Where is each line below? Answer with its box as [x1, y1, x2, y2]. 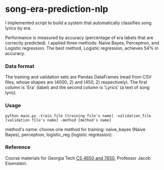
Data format [5, 63, 35, 70]
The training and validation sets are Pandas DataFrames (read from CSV [5, 74, 152, 80]
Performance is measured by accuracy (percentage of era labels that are [5, 35, 154, 41]
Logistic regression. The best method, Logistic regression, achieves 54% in [5, 45, 159, 51]
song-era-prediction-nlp [5, 3, 109, 15]
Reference [5, 144, 31, 151]
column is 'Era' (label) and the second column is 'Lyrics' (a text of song [5, 85, 150, 90]
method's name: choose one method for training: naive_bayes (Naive [5, 126, 146, 132]
